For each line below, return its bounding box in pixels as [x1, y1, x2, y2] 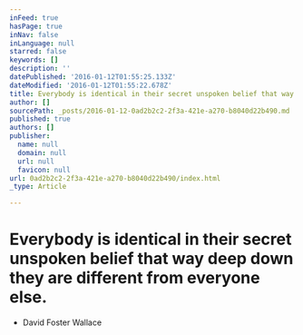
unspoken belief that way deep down [9, 249, 294, 269]
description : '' [9, 64, 71, 74]
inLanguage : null [9, 38, 75, 48]
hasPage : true [9, 22, 64, 31]
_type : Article [9, 182, 67, 192]
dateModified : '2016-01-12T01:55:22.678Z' [9, 81, 172, 90]
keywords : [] [9, 55, 59, 64]
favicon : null [17, 165, 71, 174]
